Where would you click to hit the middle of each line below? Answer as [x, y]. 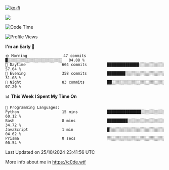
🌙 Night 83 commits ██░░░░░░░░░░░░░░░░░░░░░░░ [85, 82]
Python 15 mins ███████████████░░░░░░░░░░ [85, 112]
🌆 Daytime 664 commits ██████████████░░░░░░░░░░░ [85, 65]
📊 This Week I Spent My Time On [41, 96]
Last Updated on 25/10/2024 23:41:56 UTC [50, 152]
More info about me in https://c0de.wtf [46, 162]
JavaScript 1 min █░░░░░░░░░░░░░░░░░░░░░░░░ [85, 130]
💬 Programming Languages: [32, 107]
